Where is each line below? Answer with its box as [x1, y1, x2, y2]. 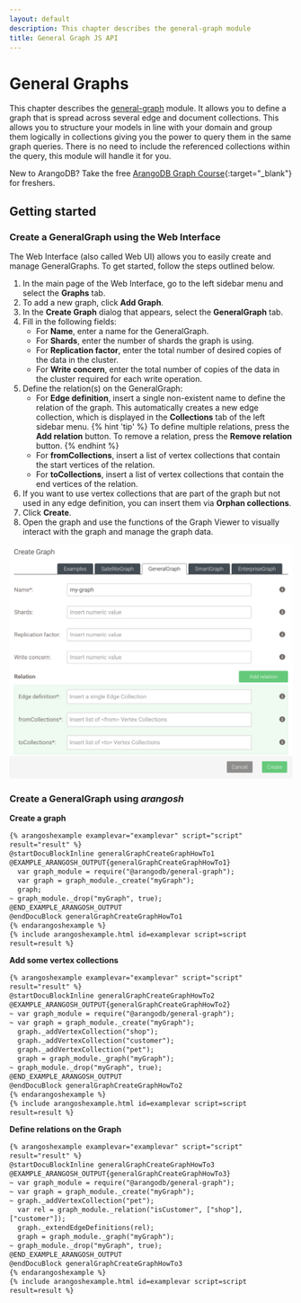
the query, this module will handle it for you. [9, 151, 172, 162]
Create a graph [9, 813, 66, 824]
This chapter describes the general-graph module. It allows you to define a [9, 103, 287, 114]
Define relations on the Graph [9, 1124, 122, 1135]
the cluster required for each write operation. [35, 374, 203, 384]
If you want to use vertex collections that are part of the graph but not [22, 488, 281, 499]
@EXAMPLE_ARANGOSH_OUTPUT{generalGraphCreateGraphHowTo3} [9, 1169, 231, 1179]
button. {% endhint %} [35, 440, 120, 451]
